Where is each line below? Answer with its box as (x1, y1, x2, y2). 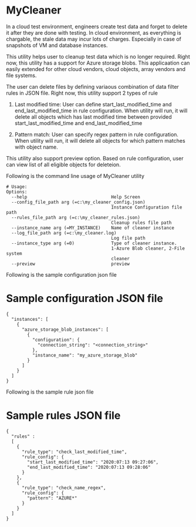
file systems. (6, 72, 37, 79)
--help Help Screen (11, 194, 141, 200)
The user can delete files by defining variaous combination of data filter (6, 83, 179, 90)
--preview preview (11, 261, 130, 267)
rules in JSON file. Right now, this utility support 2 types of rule (6, 89, 158, 96)
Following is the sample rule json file (6, 388, 94, 395)
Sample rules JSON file (6, 409, 121, 422)
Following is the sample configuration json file (6, 271, 117, 278)
